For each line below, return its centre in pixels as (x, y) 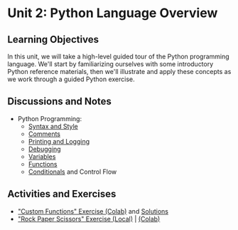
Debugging (45, 149)
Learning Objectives (53, 40)
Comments (44, 134)
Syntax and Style (53, 126)
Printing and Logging (59, 141)
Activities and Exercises (62, 194)
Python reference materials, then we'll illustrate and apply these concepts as (119, 72)
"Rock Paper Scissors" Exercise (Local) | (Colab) (89, 219)
